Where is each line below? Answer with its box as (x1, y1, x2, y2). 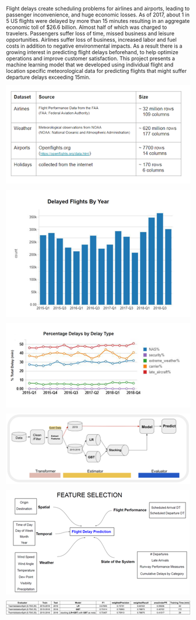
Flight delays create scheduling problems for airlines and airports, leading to (6, 5, 190, 12)
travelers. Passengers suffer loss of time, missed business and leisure (6, 30, 174, 37)
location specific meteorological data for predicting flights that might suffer (6, 68, 187, 74)
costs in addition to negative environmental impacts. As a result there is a (6, 42, 183, 49)
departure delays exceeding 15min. (6, 73, 91, 81)
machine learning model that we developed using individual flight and (6, 61, 174, 68)
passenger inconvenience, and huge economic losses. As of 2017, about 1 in (6, 11, 190, 18)
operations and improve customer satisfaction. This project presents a (6, 55, 176, 62)
